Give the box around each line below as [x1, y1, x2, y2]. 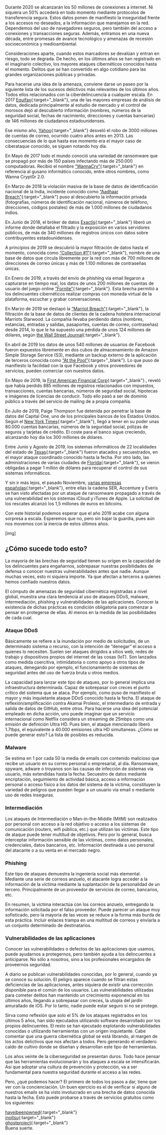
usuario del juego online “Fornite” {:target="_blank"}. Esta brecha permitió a [5, 286, 159, 291]
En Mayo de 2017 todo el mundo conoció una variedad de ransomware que [5, 153, 158, 159]
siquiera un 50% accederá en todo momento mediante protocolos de [5, 9, 146, 15]
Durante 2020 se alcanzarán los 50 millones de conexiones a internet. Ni [5, 4, 153, 10]
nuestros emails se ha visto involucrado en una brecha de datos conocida [5, 1090, 155, 1095]
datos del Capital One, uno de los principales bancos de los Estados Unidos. [5, 413, 161, 419]
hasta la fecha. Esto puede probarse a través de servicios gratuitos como [5, 1094, 154, 1100]
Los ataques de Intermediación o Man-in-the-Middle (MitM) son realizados [5, 816, 158, 822]
